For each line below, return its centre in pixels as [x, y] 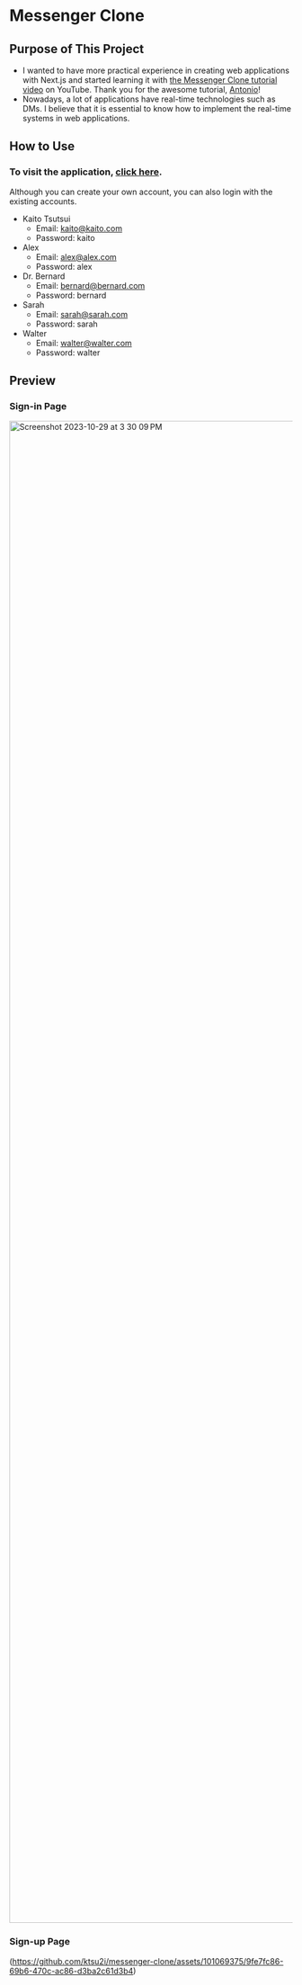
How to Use [42, 146]
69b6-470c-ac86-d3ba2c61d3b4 [71, 1971]
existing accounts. [43, 201]
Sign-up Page [40, 1942]
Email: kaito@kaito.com [79, 228]
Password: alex [64, 266]
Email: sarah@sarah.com [82, 314]
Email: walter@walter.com [84, 343]
